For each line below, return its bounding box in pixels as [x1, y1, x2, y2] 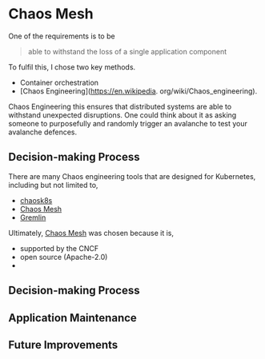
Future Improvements [8, 337, 118, 352]
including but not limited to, [8, 180, 98, 189]
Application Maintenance [8, 311, 138, 325]
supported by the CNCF [19, 243, 98, 253]
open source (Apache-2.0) [19, 252, 108, 261]
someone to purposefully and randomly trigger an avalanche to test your [8, 118, 248, 128]
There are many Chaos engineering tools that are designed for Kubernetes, [8, 171, 256, 181]
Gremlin [19, 213, 46, 222]
